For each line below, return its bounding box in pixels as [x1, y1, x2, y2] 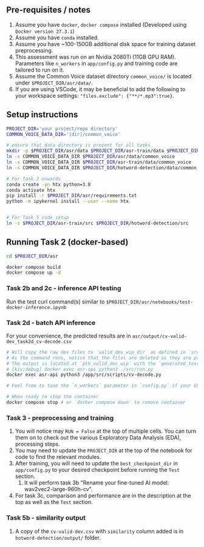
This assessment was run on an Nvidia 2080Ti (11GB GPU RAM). [15, 53, 176, 60]
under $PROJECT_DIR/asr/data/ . [15, 79, 93, 86]
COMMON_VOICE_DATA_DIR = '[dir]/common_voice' [6, 131, 121, 137]
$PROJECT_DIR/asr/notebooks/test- [106, 299, 193, 305]
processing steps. [15, 440, 60, 448]
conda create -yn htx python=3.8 [6, 182, 91, 188]
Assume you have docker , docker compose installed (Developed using [15, 21, 187, 28]
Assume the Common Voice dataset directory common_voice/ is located [15, 72, 192, 80]
